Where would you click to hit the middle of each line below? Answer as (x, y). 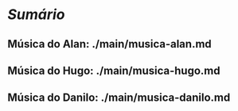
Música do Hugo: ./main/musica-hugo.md (114, 70)
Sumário (36, 15)
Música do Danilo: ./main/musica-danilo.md (119, 98)
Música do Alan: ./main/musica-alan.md (109, 44)
